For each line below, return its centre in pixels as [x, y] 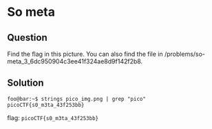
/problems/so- [184, 54]
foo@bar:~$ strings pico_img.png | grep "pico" [77, 99]
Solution [25, 83]
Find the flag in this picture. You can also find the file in [85, 54]
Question [27, 38]
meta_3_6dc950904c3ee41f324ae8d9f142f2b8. [75, 61]
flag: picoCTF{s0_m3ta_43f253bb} [53, 117]
